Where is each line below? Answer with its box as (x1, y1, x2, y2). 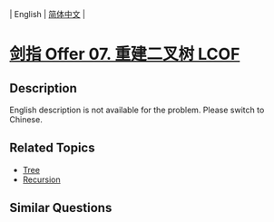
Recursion (22, 174, 61, 185)
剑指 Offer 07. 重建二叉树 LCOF (9, 44, 240, 64)
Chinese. (9, 114, 43, 125)
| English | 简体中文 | (9, 9, 86, 19)
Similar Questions (9, 200, 113, 216)
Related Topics (9, 140, 95, 156)
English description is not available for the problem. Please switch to (9, 104, 265, 115)
